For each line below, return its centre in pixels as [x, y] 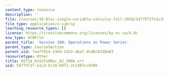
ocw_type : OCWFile [24, 38]
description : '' [22, 14]
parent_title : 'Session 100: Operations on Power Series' [67, 42]
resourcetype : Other [27, 56]
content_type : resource [30, 10]
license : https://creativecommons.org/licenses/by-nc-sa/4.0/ [72, 33]
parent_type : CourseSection [35, 47]
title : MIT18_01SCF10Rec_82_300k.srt [45, 61]
